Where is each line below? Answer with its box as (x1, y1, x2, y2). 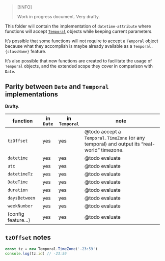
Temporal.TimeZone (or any (84, 134, 145, 141)
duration (7, 187, 28, 193)
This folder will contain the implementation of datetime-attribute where (5, 23, 151, 29)
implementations (5, 90, 58, 99)
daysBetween (7, 195, 36, 201)
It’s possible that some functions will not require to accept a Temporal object (5, 38, 159, 44)
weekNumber (7, 203, 33, 208)
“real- (141, 140, 156, 147)
